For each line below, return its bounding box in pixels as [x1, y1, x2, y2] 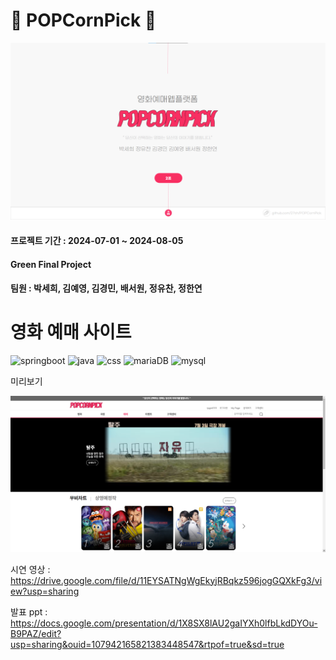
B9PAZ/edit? [10, 627, 62, 639]
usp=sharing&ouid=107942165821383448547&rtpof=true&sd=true [10, 638, 285, 650]
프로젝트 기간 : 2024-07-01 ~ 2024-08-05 [10, 235, 184, 247]
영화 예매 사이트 [10, 321, 132, 344]
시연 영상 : [10, 563, 51, 575]
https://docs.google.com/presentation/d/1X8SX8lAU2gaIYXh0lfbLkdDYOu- [10, 617, 318, 629]
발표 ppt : [10, 605, 48, 618]
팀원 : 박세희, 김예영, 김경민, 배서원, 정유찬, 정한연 [10, 282, 203, 294]
